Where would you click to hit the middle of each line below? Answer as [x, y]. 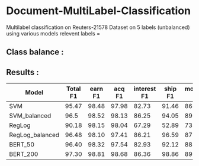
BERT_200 [24, 154]
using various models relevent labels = [53, 33]
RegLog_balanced [34, 135]
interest [145, 89]
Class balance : [35, 52]
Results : [23, 72]
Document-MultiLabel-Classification [99, 11]
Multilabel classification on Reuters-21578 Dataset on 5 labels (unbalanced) [98, 27]
